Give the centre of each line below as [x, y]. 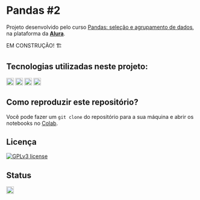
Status [19, 175]
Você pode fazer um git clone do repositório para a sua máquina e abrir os [100, 117]
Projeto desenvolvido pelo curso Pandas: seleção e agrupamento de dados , [100, 27]
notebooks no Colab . [32, 123]
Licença [22, 142]
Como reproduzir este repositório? [72, 102]
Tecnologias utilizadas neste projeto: [77, 67]
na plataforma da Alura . [36, 33]
